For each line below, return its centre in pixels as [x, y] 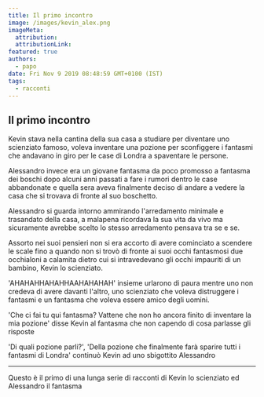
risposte [22, 332]
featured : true [33, 52]
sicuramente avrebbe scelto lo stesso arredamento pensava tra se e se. [124, 228]
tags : [17, 81]
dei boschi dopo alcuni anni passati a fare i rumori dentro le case [113, 179]
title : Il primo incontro [50, 15]
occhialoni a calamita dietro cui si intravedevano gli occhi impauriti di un [125, 260]
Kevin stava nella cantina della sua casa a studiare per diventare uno [119, 139]
